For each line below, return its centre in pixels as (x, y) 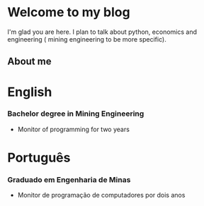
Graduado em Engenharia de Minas (69, 179)
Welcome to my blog (69, 12)
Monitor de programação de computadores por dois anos (101, 195)
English (30, 92)
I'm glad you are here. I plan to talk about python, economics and (102, 32)
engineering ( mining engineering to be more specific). (87, 39)
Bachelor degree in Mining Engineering (76, 114)
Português (39, 158)
